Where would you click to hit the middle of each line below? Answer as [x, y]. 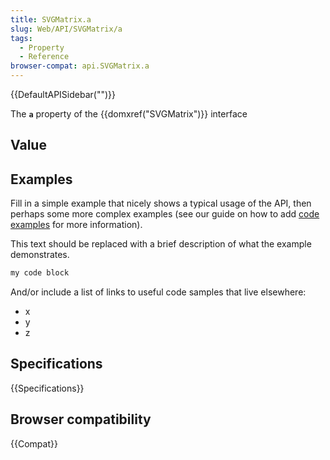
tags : [21, 38]
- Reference [44, 57]
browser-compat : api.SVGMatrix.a [80, 66]
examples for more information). [76, 225]
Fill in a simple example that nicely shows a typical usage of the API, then [161, 203]
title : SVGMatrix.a [51, 19]
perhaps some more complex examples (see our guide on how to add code [165, 214]
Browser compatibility [81, 419]
